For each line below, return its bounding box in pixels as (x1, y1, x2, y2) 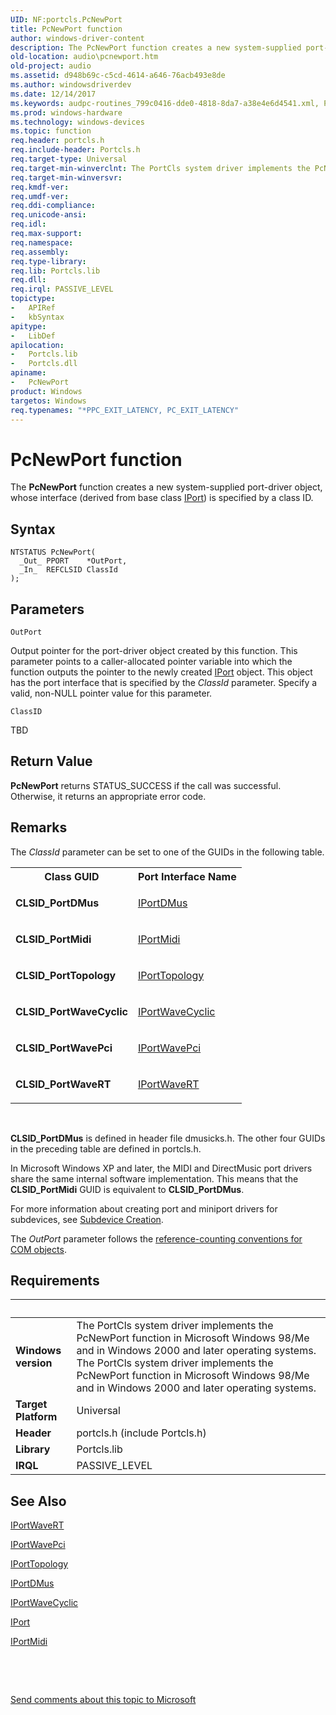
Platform (15, 1410, 58, 1424)
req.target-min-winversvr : (10, 172, 123, 183)
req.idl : (10, 219, 47, 230)
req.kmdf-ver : (10, 182, 70, 192)
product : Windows (10, 386, 83, 396)
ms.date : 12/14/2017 (10, 89, 97, 99)
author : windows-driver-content (10, 33, 145, 43)
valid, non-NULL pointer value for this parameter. (10, 687, 213, 699)
